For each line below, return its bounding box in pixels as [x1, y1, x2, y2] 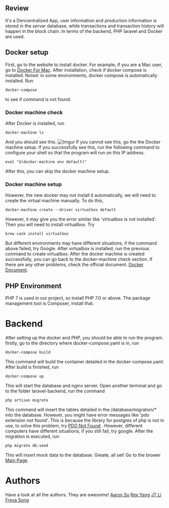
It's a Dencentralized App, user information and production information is [5, 17, 157, 23]
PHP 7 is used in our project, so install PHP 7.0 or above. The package [5, 295, 150, 301]
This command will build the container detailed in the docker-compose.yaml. [5, 358, 164, 365]
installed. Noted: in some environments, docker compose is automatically [5, 72, 157, 78]
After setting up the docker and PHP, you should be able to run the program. [5, 334, 164, 341]
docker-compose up [5, 373, 44, 379]
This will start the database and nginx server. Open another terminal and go [5, 382, 162, 388]
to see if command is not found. [5, 96, 72, 102]
